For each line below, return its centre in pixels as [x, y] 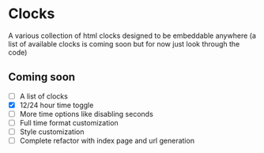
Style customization [52, 132]
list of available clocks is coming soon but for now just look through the [124, 43]
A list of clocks [44, 96]
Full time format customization [69, 122]
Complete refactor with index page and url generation [107, 141]
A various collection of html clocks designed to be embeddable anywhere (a [132, 35]
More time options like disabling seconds [87, 114]
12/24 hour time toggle [57, 105]
